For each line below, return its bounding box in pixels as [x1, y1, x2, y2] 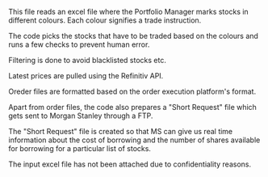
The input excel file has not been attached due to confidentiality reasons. [8, 159, 252, 169]
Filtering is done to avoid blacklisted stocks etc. [8, 56, 167, 65]
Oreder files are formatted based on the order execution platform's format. [8, 86, 257, 96]
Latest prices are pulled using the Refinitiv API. [8, 71, 164, 80]
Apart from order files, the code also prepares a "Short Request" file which [8, 103, 257, 112]
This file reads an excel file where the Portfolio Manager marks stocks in [8, 7, 249, 16]
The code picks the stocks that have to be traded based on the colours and [8, 32, 258, 40]
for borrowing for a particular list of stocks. [8, 144, 152, 153]
